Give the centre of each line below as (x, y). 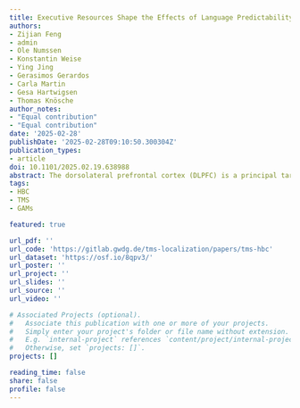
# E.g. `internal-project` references (86, 340)
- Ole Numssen (36, 51)
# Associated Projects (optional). (75, 315)
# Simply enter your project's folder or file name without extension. (150, 331)
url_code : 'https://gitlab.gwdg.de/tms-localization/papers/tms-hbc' (142, 249)
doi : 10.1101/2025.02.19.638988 (69, 167)
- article (28, 158)
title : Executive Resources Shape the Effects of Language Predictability (151, 17)
